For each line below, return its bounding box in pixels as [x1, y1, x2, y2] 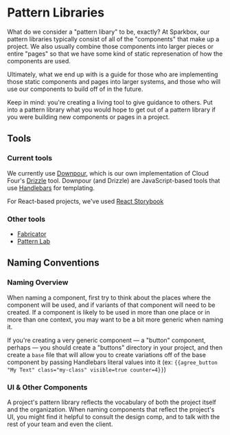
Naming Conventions [7, 257, 100, 269]
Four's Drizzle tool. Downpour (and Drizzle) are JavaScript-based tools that [7, 176, 220, 184]
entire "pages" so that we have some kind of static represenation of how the [7, 50, 223, 58]
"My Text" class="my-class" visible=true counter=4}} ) [7, 365, 167, 373]
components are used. [7, 56, 71, 65]
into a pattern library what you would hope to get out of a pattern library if [7, 105, 216, 114]
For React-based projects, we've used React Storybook [7, 197, 164, 205]
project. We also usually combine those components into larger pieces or [7, 42, 214, 50]
